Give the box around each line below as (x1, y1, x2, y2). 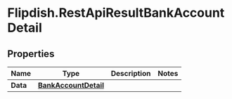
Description (110, 69, 151, 78)
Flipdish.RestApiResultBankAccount (7, 5, 225, 21)
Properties (7, 48, 55, 60)
